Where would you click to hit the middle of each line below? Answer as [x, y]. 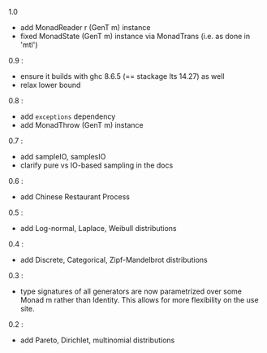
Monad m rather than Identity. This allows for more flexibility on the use [139, 300]
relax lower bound [50, 85]
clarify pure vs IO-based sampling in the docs [97, 165]
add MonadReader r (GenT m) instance [85, 27]
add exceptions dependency [68, 116]
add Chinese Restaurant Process [75, 197]
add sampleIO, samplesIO [63, 157]
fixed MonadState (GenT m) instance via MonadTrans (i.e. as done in [135, 36]
